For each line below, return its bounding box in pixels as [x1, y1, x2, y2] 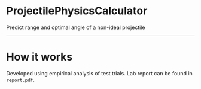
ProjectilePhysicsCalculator [6, 4, 148, 18]
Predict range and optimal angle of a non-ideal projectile [6, 24, 145, 31]
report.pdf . [6, 76, 35, 83]
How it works [6, 50, 73, 63]
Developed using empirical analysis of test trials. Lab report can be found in [6, 69, 193, 77]
